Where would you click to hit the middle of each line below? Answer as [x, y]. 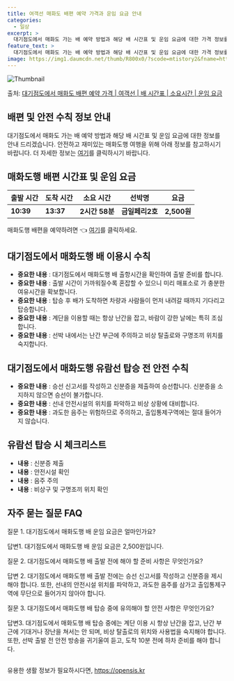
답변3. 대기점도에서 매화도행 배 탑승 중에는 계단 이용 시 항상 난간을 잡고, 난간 [111, 623]
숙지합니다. [32, 344]
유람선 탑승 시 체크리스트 [57, 445]
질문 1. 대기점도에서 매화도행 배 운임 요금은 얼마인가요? [81, 531]
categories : [24, 20]
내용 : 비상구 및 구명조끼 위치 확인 [63, 489]
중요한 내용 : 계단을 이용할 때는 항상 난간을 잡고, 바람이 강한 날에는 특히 [114, 318]
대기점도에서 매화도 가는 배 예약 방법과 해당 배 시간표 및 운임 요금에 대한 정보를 [114, 135]
